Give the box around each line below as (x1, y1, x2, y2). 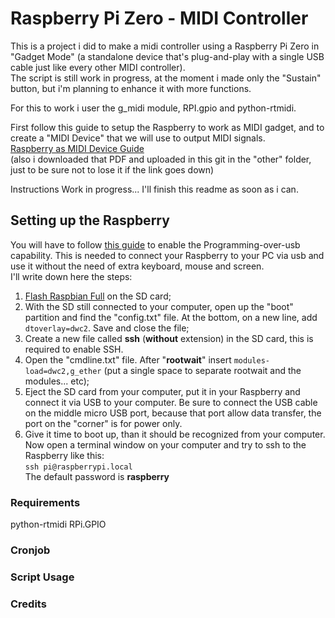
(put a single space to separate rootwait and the (103, 364, 302, 376)
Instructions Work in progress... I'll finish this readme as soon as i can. (10, 183, 299, 195)
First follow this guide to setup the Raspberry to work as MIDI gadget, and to (10, 121, 325, 133)
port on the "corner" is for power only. (24, 417, 183, 429)
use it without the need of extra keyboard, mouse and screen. (10, 260, 265, 272)
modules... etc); (24, 375, 90, 387)
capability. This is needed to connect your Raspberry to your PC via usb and (10, 249, 325, 261)
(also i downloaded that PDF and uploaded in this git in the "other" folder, (10, 153, 312, 165)
